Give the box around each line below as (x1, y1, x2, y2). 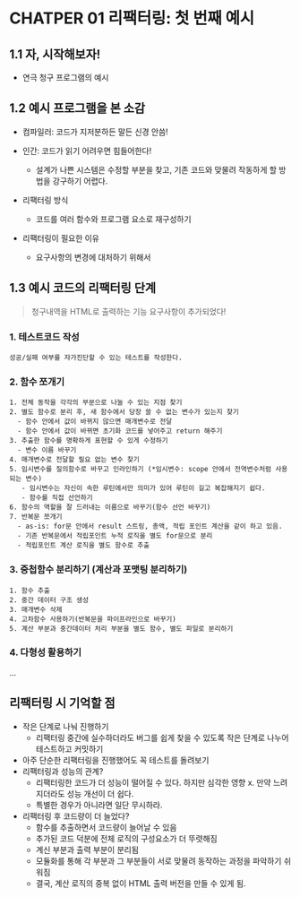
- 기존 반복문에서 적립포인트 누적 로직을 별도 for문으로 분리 (17, 531, 213, 540)
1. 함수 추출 (9, 586, 51, 595)
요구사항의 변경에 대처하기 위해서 (35, 252, 151, 263)
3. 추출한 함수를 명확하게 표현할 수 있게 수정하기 (9, 436, 168, 445)
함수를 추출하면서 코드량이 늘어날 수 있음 (35, 822, 177, 832)
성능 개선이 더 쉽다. (66, 788, 134, 798)
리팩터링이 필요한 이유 (21, 232, 100, 243)
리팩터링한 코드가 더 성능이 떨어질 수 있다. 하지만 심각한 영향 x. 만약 (35, 777, 271, 788)
